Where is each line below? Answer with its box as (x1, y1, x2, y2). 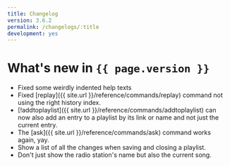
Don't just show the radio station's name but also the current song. (17, 151, 212, 159)
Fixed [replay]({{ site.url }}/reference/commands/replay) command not (17, 91, 224, 99)
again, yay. (17, 136, 49, 144)
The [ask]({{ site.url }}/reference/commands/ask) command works (17, 128, 212, 137)
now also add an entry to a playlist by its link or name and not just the (17, 113, 219, 122)
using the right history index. (17, 98, 101, 107)
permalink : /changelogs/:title (7, 23, 99, 30)
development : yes (7, 30, 59, 37)
